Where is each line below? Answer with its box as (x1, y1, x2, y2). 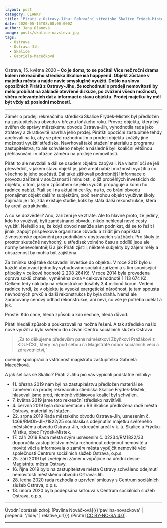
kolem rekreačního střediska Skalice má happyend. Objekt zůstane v (5, 73, 150, 79)
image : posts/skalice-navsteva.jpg (5, 30, 79, 35)
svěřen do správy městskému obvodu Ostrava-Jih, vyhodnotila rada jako (5, 124, 154, 130)
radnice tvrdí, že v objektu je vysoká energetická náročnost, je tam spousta (5, 286, 159, 292)
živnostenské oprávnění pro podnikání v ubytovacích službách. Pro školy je (5, 234, 160, 240)
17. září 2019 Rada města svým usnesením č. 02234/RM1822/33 (12, 434, 143, 440)
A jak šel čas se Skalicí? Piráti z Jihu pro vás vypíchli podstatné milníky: (5, 372, 152, 378)
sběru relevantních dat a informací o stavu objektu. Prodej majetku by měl (5, 94, 161, 100)
